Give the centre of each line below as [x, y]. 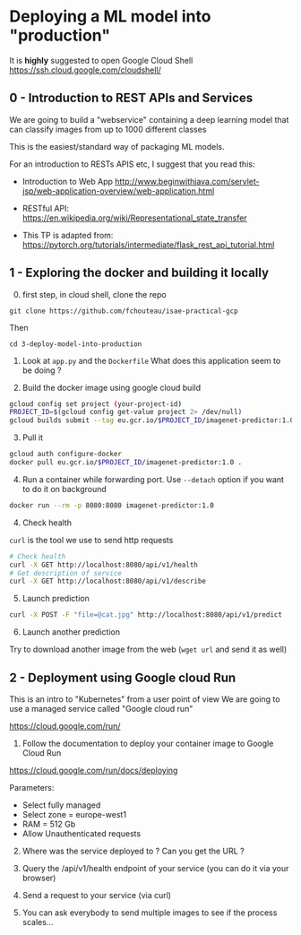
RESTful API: [46, 208]
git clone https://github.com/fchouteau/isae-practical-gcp [124, 311]
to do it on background [64, 489]
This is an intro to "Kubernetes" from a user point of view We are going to [145, 699]
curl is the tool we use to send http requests [91, 540]
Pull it [32, 437]
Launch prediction [56, 599]
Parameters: [32, 788]
